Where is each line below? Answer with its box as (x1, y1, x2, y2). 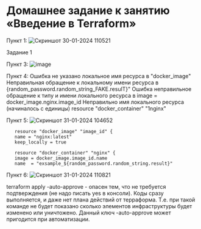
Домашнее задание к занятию (6, 4, 171, 18)
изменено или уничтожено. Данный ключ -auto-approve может (6, 209, 172, 216)
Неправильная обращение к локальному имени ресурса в (6, 79, 159, 86)
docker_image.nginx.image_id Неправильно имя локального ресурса (6, 98, 185, 106)
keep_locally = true (14, 139, 67, 145)
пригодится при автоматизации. (6, 215, 90, 223)
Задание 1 (6, 48, 32, 56)
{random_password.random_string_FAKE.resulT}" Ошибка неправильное (6, 85, 192, 92)
